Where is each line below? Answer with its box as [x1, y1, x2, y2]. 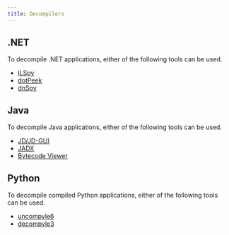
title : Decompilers [7, 10, 65, 18]
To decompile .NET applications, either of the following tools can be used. [7, 55, 223, 64]
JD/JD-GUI [17, 137, 49, 145]
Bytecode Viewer [17, 152, 69, 160]
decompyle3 [17, 219, 54, 228]
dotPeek [17, 76, 42, 85]
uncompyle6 [17, 212, 54, 221]
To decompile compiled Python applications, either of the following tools [7, 191, 218, 200]
